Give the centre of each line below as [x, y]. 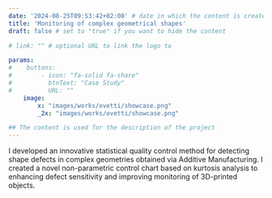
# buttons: [32, 68]
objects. [22, 185]
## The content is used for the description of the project [112, 128]
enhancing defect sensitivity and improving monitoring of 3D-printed [123, 177]
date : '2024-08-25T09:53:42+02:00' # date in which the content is [125, 16]
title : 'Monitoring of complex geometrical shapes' [97, 24]
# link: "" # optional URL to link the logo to [90, 45]
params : [21, 60]
